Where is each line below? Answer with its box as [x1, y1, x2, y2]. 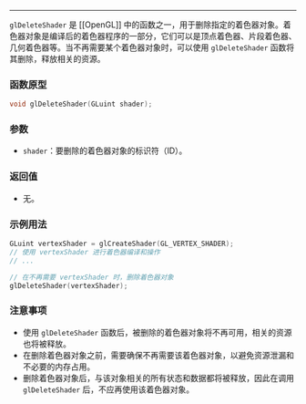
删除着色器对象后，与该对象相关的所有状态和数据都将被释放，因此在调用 [22, 372, 294, 383]
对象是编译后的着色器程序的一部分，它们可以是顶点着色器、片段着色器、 [25, 31, 297, 41]
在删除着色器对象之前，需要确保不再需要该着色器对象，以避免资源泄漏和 [22, 349, 294, 360]
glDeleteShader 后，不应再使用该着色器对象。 [22, 384, 194, 395]
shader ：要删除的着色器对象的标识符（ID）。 [22, 145, 188, 156]
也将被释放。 [22, 338, 71, 349]
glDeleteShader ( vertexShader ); [9, 281, 128, 290]
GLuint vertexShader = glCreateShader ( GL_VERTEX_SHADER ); [9, 239, 234, 249]
